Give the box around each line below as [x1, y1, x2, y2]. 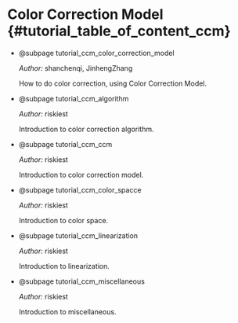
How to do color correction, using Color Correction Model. [18, 79, 207, 88]
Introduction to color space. [18, 215, 109, 225]
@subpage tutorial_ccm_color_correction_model [18, 48, 175, 57]
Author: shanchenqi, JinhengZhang [18, 63, 133, 72]
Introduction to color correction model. [18, 170, 144, 179]
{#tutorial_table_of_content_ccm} [7, 22, 232, 40]
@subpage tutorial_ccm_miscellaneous [18, 277, 146, 286]
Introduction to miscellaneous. [18, 306, 117, 316]
